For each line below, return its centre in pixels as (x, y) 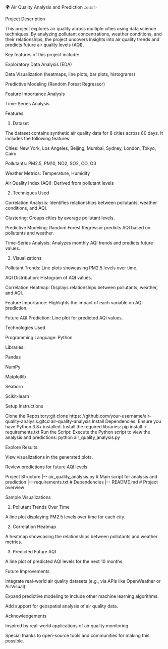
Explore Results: (22, 447)
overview (15, 487)
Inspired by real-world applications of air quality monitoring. (67, 626)
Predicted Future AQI (34, 552)
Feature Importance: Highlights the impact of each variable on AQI (74, 302)
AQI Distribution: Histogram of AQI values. (49, 278)
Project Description (25, 19)
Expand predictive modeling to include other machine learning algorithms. (82, 596)
